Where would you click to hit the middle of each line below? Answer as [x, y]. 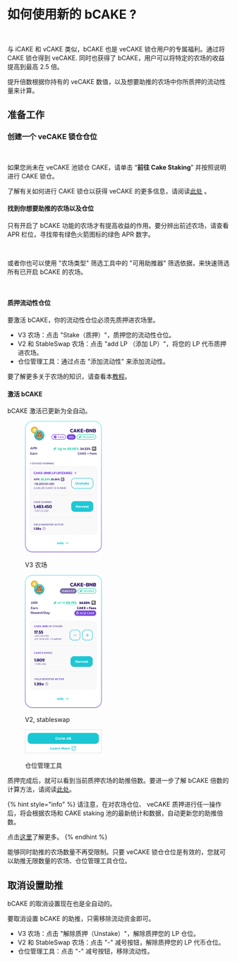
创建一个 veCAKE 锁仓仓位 [52, 137]
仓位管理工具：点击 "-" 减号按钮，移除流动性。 [85, 951]
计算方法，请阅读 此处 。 [41, 789]
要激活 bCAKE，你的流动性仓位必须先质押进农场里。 [83, 320]
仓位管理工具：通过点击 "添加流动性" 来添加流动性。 [93, 361]
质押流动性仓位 [29, 303]
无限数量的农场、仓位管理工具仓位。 [78, 861]
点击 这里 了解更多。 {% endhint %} [57, 837]
